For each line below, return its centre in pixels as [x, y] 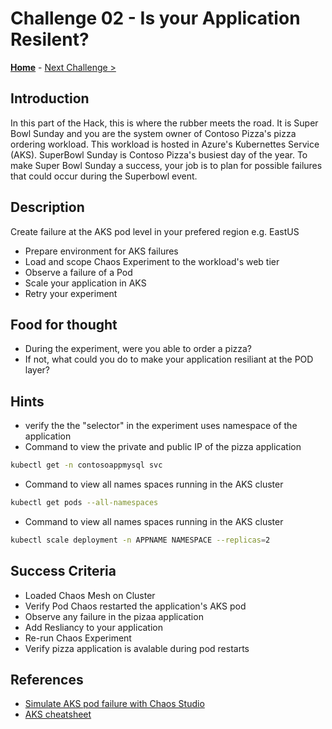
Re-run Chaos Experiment [78, 638]
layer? [37, 370]
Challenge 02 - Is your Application [155, 18]
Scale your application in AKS [85, 283]
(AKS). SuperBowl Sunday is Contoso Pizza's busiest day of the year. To [159, 154]
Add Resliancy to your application [94, 627]
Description [47, 207]
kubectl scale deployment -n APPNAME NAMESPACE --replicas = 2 [140, 540]
